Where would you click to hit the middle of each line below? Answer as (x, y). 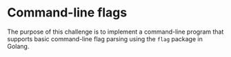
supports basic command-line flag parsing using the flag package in (105, 38)
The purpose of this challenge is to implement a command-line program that (115, 32)
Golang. (18, 46)
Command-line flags (67, 13)
